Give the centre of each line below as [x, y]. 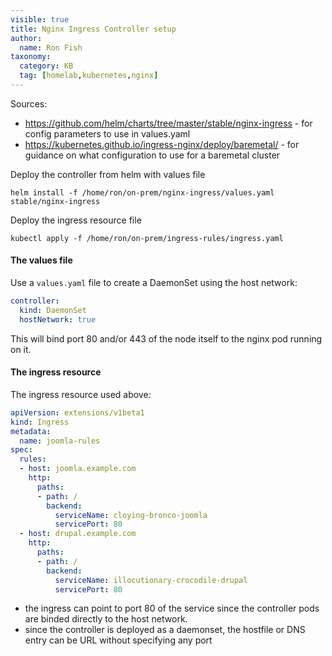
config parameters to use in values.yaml [107, 133]
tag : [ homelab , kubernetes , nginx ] [89, 76]
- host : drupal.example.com [78, 534]
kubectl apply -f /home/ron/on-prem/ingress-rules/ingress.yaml [147, 238]
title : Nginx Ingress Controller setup [93, 29]
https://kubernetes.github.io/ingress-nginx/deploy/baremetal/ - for [162, 144]
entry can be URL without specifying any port [118, 640]
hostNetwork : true [58, 319]
